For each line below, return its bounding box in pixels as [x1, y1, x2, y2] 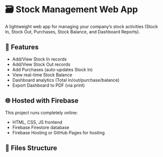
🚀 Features [5, 43, 39, 52]
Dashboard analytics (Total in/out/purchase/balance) [12, 77, 120, 83]
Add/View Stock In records [12, 56, 67, 62]
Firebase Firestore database [12, 124, 69, 130]
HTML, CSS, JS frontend [12, 119, 63, 125]
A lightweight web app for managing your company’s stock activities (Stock [5, 23, 158, 30]
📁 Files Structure [5, 144, 58, 152]
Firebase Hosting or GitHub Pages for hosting [12, 129, 105, 135]
